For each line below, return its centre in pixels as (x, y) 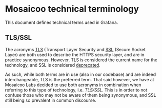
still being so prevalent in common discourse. (51, 100)
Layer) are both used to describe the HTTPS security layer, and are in (75, 54)
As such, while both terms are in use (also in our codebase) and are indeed (81, 74)
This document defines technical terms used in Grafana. (61, 22)
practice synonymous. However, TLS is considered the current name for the (81, 60)
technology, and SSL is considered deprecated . (53, 65)
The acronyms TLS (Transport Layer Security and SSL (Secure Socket (75, 49)
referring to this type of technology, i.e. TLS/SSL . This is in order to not (76, 90)
